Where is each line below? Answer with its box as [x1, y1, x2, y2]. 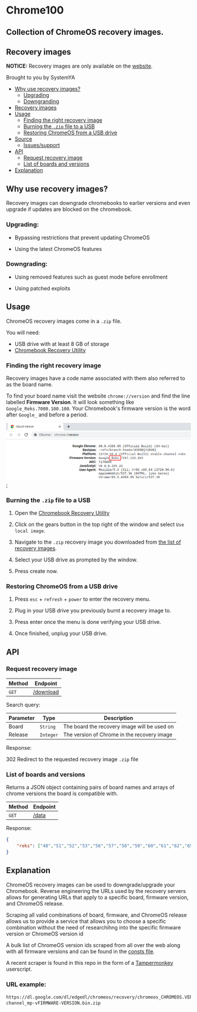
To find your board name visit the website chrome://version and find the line [6, 392, 191, 399]
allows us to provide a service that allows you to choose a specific [6, 917, 167, 925]
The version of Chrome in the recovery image [63, 731, 173, 738]
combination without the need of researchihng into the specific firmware [6, 924, 181, 931]
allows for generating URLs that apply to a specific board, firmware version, [6, 894, 189, 901]
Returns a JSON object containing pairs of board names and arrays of [6, 784, 175, 791]
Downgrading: [6, 260, 48, 268]
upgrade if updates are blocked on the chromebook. [6, 206, 133, 213]
